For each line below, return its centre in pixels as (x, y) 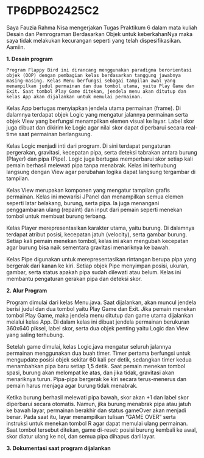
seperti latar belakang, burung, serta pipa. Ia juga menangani (83, 203)
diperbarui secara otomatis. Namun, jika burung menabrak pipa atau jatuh (99, 404)
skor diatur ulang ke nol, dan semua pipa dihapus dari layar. (81, 436)
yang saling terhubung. (35, 335)
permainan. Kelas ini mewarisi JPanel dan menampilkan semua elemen (95, 197)
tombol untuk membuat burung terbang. (57, 216)
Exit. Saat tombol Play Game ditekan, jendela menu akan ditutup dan (97, 91)
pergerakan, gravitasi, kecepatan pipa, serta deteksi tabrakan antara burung (102, 152)
